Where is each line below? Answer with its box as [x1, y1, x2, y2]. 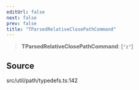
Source [6, 61, 35, 71]
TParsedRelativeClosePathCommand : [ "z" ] [21, 43, 133, 50]
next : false [6, 15, 37, 21]
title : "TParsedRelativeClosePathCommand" [6, 26, 116, 32]
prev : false [6, 20, 37, 26]
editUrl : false [6, 9, 45, 15]
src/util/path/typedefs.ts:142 [6, 77, 78, 84]
